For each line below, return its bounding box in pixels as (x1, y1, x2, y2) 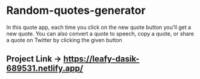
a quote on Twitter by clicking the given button (6, 36, 122, 43)
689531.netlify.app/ (6, 63, 84, 74)
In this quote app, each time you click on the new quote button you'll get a (6, 24, 192, 31)
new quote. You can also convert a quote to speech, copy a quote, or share (6, 30, 195, 37)
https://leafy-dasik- (63, 54, 140, 64)
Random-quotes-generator (6, 4, 146, 17)
